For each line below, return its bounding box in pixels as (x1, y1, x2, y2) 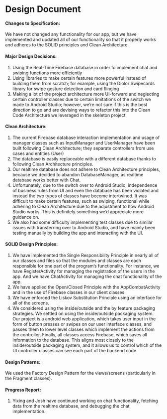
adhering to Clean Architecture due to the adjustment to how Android (12, 203, 154, 209)
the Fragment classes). (5, 375, 52, 382)
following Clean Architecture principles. (12, 161, 93, 167)
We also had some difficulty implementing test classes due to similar (12, 219, 153, 225)
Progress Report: (5, 387, 41, 393)
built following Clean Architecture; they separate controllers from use (12, 145, 154, 151)
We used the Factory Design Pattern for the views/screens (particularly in (5, 370, 156, 376)
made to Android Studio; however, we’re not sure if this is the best (12, 101, 148, 108)
